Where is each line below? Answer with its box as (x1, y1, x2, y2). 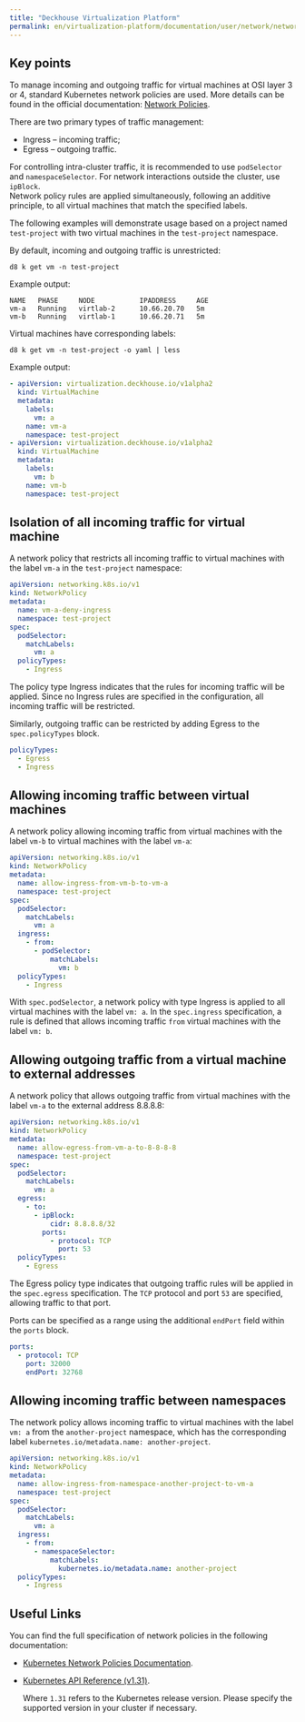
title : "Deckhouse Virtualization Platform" (9, 13, 181, 23)
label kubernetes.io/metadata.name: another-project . (9, 1436, 212, 1447)
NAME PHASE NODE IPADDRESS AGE (9, 297, 209, 306)
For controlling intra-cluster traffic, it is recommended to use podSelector (9, 161, 283, 173)
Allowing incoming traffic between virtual (9, 788, 250, 804)
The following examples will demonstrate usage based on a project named (9, 218, 288, 228)
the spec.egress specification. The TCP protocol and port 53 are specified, (9, 1288, 283, 1298)
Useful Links (9, 1606, 82, 1621)
